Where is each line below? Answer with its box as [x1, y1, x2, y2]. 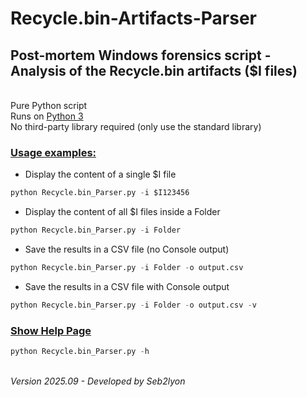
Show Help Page [10, 323, 92, 337]
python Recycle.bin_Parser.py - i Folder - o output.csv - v [10, 300, 257, 310]
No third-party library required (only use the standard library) [10, 121, 262, 132]
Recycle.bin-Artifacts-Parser [10, 7, 258, 30]
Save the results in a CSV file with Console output [24, 280, 230, 292]
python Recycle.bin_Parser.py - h [10, 347, 150, 357]
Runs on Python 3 [10, 110, 84, 122]
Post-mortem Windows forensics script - [10, 47, 272, 64]
